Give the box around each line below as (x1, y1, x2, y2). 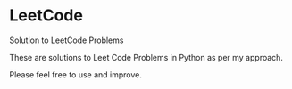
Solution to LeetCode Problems (9, 35, 124, 45)
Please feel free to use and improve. (9, 69, 143, 80)
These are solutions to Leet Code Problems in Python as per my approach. (9, 52, 284, 62)
